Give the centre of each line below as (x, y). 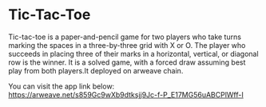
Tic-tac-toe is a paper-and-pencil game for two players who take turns (125, 37)
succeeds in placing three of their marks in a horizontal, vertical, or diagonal (133, 53)
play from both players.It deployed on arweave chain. (96, 70)
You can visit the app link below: (62, 86)
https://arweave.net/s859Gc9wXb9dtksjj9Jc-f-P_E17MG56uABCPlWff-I (126, 94)
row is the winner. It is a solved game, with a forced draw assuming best (127, 62)
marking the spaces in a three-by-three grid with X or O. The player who (127, 45)
